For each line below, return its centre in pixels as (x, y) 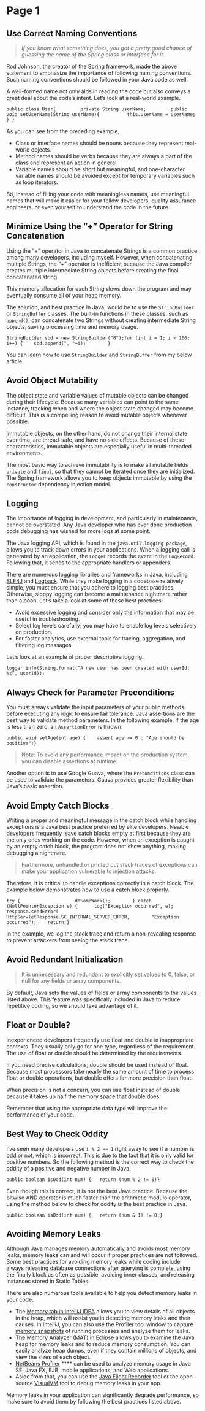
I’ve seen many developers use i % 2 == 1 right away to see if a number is (100, 1148)
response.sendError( (33, 912)
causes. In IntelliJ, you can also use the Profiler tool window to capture (104, 1324)
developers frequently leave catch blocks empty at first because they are (99, 833)
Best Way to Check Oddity (57, 1134)
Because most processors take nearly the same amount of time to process (100, 1071)
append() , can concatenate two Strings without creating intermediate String (101, 320)
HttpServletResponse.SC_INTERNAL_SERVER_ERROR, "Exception (93, 917)
